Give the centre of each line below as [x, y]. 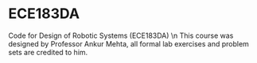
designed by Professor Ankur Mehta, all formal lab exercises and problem [128, 43]
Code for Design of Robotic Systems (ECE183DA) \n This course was [121, 35]
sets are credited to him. [48, 52]
